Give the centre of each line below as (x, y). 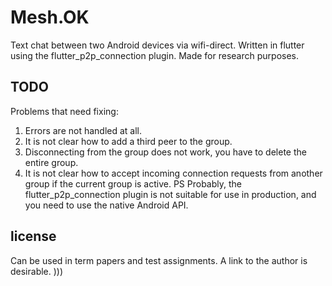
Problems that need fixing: (64, 111)
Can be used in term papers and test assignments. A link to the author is (159, 260)
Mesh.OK (50, 17)
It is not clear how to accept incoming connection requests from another (173, 173)
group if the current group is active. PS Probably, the (133, 183)
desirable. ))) (37, 271)
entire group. (51, 162)
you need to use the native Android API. (106, 205)
